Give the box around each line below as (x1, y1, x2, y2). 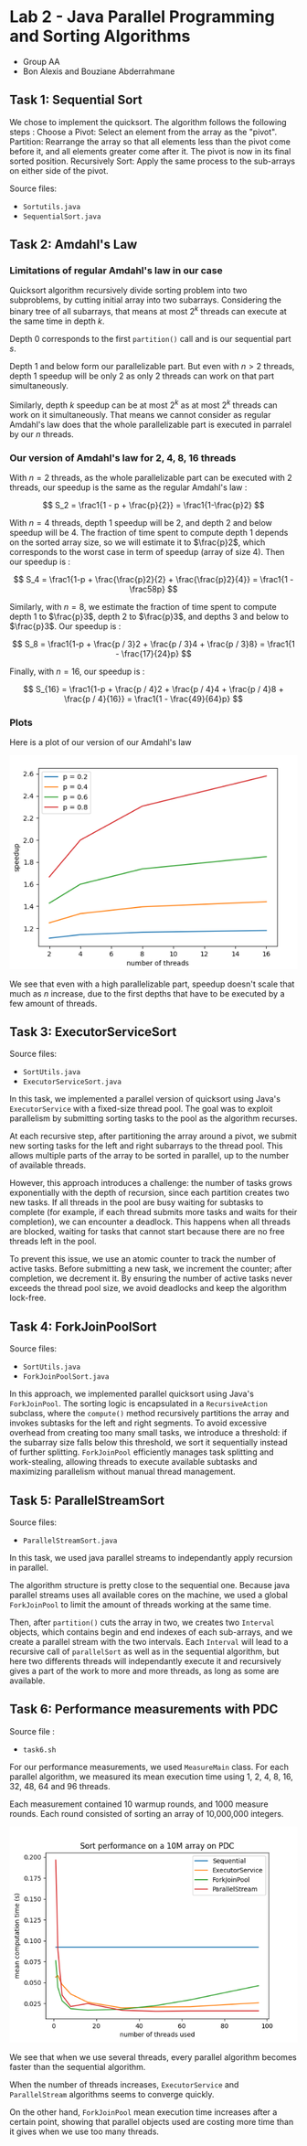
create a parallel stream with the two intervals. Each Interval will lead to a (9, 1636, 289, 1647)
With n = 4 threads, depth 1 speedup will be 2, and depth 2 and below (9, 518, 272, 528)
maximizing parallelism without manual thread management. (9, 1466, 236, 1478)
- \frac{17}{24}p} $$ (115, 648, 192, 659)
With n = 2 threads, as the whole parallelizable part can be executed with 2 (9, 473, 292, 484)
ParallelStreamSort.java (22, 1536, 118, 1545)
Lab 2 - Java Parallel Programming (9, 6, 276, 27)
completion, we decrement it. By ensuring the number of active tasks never (9, 1273, 293, 1284)
